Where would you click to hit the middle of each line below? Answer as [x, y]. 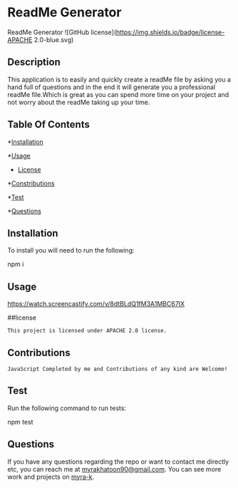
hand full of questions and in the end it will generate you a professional [112, 87]
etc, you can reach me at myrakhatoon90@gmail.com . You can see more [114, 469]
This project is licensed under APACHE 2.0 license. [87, 331]
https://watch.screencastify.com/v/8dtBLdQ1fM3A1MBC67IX [96, 304]
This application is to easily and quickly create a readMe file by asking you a [119, 79]
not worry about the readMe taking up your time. [79, 102]
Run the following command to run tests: [67, 408]
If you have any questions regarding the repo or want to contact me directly [118, 462]
